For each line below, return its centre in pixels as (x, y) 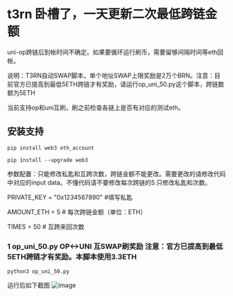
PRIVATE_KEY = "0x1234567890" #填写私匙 (70, 197)
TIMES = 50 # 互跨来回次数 (46, 227)
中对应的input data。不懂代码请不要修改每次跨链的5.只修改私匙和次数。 (109, 182)
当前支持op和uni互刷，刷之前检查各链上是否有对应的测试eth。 (96, 107)
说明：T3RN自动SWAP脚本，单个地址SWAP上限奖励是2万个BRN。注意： (111, 75)
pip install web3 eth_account (51, 148)
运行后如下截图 (28, 286)
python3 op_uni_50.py (38, 272)
